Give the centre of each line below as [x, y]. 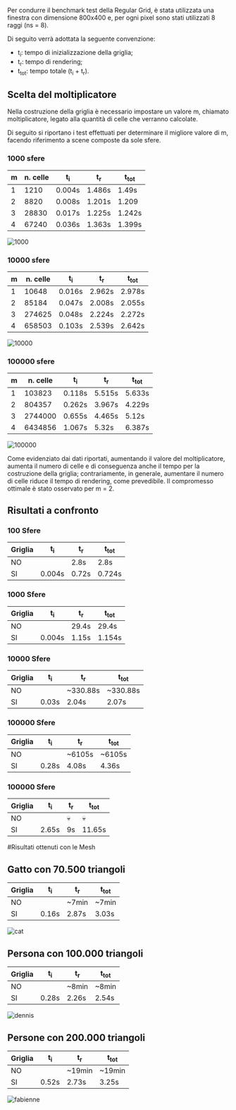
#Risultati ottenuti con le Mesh [51, 847]
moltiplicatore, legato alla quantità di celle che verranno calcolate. [103, 119]
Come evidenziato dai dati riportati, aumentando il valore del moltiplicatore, [116, 458]
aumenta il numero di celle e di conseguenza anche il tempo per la [104, 466]
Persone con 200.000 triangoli [76, 1038]
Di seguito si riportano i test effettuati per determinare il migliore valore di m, [118, 132]
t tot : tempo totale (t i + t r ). [53, 72]
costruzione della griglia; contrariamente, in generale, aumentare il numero [116, 473]
